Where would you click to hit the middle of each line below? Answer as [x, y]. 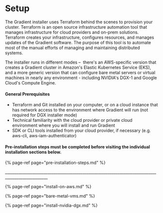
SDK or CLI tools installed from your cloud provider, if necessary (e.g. [81, 131]
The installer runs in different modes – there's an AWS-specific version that [81, 62]
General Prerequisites [27, 94]
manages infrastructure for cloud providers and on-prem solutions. [72, 32]
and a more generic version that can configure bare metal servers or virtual [80, 72]
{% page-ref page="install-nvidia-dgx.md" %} [51, 205]
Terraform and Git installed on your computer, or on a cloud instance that [85, 105]
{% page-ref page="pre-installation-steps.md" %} [55, 163]
